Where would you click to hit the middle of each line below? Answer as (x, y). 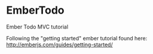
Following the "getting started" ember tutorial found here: (77, 38)
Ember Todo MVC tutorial (37, 27)
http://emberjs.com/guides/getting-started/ (59, 45)
